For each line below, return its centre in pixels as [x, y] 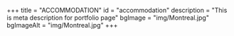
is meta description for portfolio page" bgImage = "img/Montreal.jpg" [108, 18]
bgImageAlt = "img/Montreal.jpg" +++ [62, 25]
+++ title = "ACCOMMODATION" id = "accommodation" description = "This [117, 10]
